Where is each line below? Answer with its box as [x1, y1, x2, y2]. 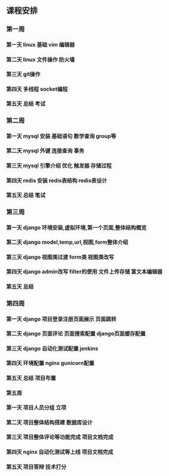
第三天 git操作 [6, 70, 41, 78]
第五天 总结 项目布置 [6, 374, 56, 381]
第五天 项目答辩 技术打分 [6, 463, 67, 470]
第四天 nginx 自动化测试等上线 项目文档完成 [6, 448, 113, 455]
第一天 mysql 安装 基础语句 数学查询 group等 [6, 132, 116, 139]
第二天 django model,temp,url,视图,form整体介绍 [6, 238, 128, 246]
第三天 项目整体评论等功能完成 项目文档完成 [6, 434, 113, 441]
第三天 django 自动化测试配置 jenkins [6, 345, 99, 352]
